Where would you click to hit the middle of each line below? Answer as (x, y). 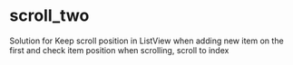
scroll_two (49, 16)
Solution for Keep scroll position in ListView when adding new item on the (146, 41)
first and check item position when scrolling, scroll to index (119, 50)
